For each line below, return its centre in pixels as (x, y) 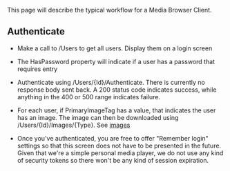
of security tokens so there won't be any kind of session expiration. (113, 160)
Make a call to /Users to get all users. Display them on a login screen (115, 48)
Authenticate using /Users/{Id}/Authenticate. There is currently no (111, 82)
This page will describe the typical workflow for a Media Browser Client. (109, 10)
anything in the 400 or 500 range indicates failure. (89, 97)
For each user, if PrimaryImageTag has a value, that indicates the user (116, 110)
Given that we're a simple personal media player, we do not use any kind (120, 153)
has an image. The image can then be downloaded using (98, 117)
